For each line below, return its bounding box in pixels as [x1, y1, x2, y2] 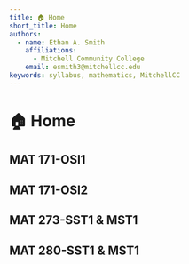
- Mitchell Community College [32, 54, 145, 63]
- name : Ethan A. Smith [17, 37, 105, 47]
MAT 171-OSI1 [9, 152, 86, 167]
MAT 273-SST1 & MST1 [9, 212, 138, 228]
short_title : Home [9, 21, 77, 30]
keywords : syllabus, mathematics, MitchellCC [9, 71, 180, 80]
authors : [9, 29, 42, 38]
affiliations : [25, 46, 77, 55]
